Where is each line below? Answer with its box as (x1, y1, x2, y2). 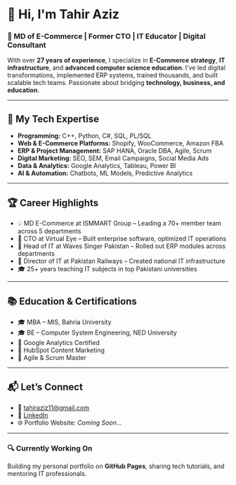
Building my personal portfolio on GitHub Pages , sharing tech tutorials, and (7, 462, 225, 470)
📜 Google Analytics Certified (17, 338, 100, 347)
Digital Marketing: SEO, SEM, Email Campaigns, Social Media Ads (17, 154, 209, 162)
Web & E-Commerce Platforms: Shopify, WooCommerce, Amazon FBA (17, 139, 223, 148)
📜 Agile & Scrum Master (17, 353, 86, 361)
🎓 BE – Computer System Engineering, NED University (17, 328, 178, 337)
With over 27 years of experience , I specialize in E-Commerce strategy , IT (7, 56, 225, 65)
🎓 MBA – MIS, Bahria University (17, 318, 112, 326)
